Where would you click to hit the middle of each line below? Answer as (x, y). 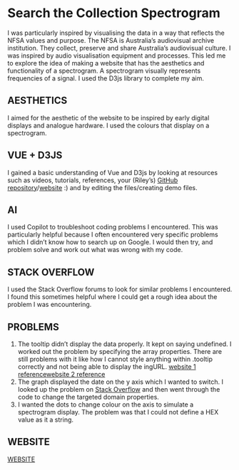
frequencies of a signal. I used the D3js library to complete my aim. (106, 78)
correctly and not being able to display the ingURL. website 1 (107, 367)
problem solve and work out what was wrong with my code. (95, 250)
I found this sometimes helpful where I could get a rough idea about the (112, 297)
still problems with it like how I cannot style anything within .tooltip (115, 359)
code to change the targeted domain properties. (88, 397)
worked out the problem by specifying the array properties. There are (120, 351)
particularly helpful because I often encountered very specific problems (113, 235)
